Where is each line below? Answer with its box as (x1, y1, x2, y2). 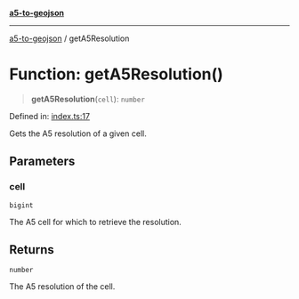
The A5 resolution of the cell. (9, 281, 116, 292)
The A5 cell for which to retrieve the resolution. (9, 216, 182, 227)
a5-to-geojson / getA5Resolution (9, 33, 130, 44)
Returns (9, 242, 55, 257)
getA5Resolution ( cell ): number (30, 93, 145, 104)
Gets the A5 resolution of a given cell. (9, 128, 147, 139)
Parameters (9, 154, 76, 169)
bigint (9, 200, 34, 210)
